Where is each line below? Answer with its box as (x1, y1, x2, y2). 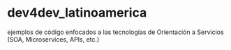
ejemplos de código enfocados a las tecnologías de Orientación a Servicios (7, 28, 225, 36)
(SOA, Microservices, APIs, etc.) (7, 35, 100, 43)
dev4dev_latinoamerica (7, 5, 147, 21)
